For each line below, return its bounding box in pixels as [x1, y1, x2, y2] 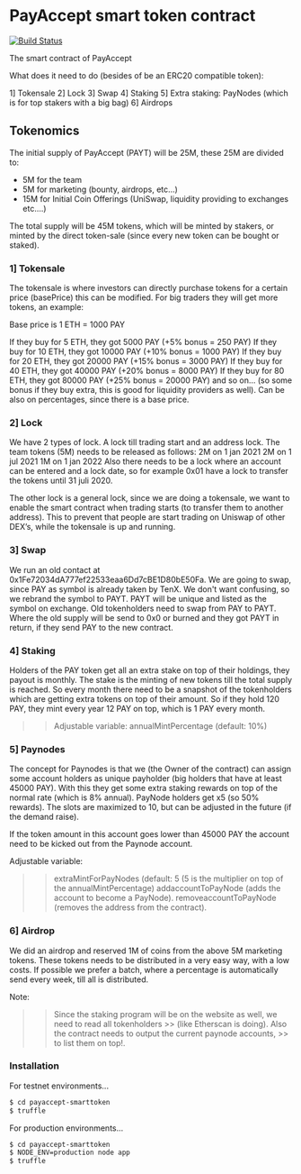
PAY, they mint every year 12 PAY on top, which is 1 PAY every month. [9, 703, 265, 714]
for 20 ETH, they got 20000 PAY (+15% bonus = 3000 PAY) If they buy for [9, 356, 283, 367]
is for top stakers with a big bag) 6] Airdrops [9, 96, 173, 108]
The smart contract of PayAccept [9, 52, 132, 63]
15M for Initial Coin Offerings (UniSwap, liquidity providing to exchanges [22, 193, 289, 204]
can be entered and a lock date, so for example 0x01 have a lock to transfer [9, 466, 289, 477]
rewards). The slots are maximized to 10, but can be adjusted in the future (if [9, 802, 292, 813]
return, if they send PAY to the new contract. [9, 622, 173, 633]
